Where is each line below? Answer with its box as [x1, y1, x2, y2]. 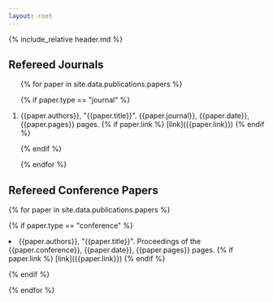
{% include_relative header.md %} [8, 34, 123, 44]
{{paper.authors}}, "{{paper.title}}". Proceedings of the [19, 237, 201, 247]
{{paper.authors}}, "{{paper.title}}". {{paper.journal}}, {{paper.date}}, [19, 111, 250, 120]
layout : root [8, 11, 53, 20]
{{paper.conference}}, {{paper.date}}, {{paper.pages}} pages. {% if [8, 245, 234, 255]
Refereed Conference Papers [8, 183, 158, 197]
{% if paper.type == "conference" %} [8, 221, 134, 230]
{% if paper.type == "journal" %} [19, 95, 131, 105]
